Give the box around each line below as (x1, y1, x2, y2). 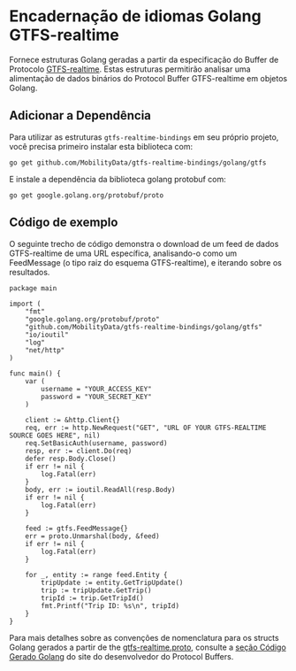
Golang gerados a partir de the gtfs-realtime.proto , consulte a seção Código (9, 642, 287, 652)
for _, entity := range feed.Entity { (25, 570, 168, 579)
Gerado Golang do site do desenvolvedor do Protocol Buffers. (9, 651, 234, 661)
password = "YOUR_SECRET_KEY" (41, 392, 152, 401)
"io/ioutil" (25, 330, 69, 339)
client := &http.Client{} (25, 415, 121, 424)
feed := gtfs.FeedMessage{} (25, 524, 128, 533)
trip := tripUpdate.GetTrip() (41, 586, 152, 595)
